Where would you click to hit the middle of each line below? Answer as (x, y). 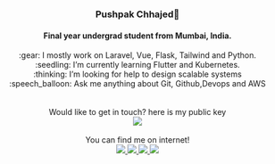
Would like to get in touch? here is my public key (137, 112)
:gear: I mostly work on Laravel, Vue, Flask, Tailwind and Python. (137, 55)
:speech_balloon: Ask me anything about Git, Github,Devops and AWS (137, 84)
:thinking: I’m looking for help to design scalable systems (137, 74)
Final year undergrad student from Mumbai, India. (137, 36)
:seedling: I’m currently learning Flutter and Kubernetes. (137, 65)
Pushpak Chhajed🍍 (137, 14)
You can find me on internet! (137, 140)
